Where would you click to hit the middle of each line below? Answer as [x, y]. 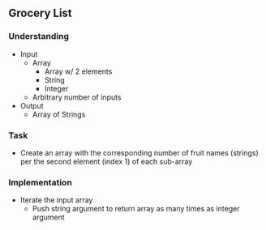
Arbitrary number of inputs [77, 97]
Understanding [39, 36]
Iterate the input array [56, 200]
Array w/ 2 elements [78, 71]
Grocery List [41, 13]
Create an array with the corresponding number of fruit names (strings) [139, 152]
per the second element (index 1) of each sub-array [106, 161]
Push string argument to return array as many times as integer [136, 209]
